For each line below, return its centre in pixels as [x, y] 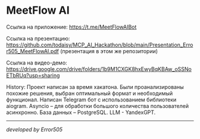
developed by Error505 [35, 129]
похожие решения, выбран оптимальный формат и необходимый [90, 93]
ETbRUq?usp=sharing [33, 75]
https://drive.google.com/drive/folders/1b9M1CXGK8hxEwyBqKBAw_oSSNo [99, 69]
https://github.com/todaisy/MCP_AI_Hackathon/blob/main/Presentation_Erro [100, 45]
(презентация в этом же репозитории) [109, 51]
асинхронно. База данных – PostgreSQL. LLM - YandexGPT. [81, 112]
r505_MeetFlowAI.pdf [33, 51]
